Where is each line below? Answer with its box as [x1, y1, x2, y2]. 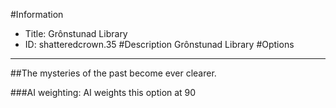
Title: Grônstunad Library [24, 28, 128, 39]
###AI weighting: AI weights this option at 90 [10, 87, 197, 98]
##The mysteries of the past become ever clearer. [10, 67, 217, 79]
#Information [10, 9, 64, 20]
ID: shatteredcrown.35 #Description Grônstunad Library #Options [24, 39, 295, 50]
